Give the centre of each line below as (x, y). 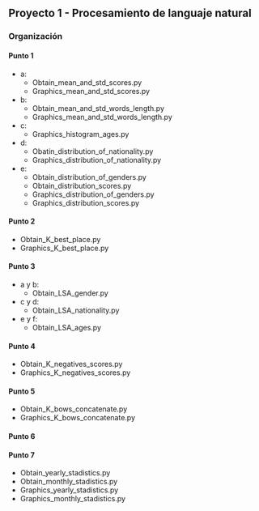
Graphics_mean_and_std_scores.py (91, 91)
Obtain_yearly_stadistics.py (65, 473)
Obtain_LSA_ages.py (67, 327)
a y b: (30, 284)
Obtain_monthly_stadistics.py (69, 482)
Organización (36, 36)
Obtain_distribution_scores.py (82, 185)
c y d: (30, 301)
